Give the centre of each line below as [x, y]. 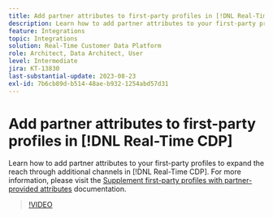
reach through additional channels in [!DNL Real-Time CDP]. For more [125, 172]
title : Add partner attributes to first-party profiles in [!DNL [121, 16]
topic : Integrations [43, 38]
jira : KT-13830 [34, 69]
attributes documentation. [83, 189]
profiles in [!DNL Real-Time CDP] [121, 140]
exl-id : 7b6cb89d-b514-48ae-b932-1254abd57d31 [89, 83]
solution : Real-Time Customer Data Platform [85, 46]
